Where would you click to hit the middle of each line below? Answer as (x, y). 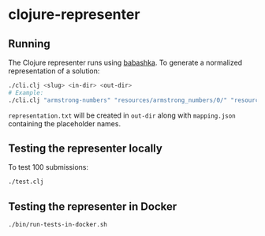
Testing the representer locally (86, 149)
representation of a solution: (54, 71)
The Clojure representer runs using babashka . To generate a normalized (125, 62)
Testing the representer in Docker (93, 206)
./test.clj (26, 182)
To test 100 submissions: (49, 167)
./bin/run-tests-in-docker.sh (58, 225)
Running (30, 44)
